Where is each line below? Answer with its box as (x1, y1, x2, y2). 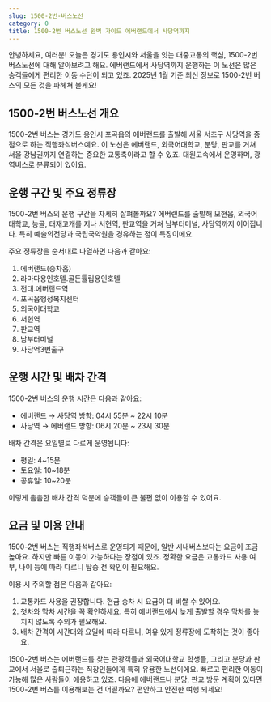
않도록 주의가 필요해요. (35, 616, 108, 626)
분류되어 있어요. (36, 160, 87, 170)
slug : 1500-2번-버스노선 (8, 11, 83, 20)
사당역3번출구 (19, 345, 65, 354)
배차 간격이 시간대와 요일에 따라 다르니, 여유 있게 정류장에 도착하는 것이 (19, 627, 245, 636)
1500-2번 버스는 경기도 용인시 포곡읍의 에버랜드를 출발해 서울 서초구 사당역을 (8, 130, 252, 139)
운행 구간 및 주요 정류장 (8, 185, 117, 199)
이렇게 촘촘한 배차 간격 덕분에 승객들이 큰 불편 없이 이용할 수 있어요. (8, 492, 222, 502)
